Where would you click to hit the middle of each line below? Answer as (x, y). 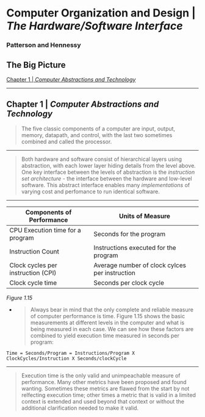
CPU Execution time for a (45, 230)
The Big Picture (36, 65)
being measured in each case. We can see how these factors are (112, 329)
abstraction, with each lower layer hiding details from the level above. (109, 165)
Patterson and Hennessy (44, 45)
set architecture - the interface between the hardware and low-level (106, 178)
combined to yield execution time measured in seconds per (105, 335)
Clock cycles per (34, 265)
